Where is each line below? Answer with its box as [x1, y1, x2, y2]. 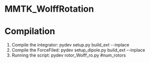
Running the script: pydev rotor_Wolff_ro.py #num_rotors [11, 52, 126, 58]
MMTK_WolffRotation [4, 3, 94, 15]
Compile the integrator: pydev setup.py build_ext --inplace [11, 42, 129, 48]
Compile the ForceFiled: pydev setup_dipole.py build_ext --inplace [11, 47, 145, 53]
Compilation [4, 26, 55, 37]
